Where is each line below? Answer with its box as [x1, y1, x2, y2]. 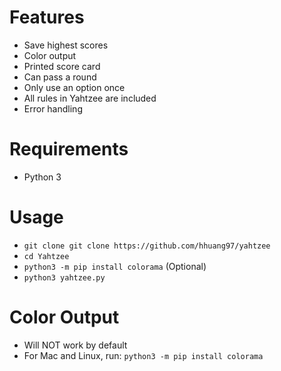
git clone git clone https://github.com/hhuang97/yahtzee [23, 241, 271, 251]
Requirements [9, 138, 129, 161]
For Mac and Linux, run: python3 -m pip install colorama [23, 349, 264, 361]
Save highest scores [23, 39, 109, 51]
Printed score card [23, 60, 101, 72]
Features [9, 6, 85, 29]
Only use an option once [23, 81, 126, 93]
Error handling [23, 102, 83, 115]
